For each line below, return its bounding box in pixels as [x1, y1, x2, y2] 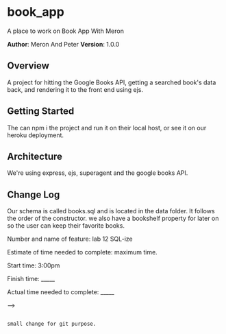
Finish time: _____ [7, 275, 55, 283]
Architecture [7, 150, 63, 162]
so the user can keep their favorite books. [7, 222, 125, 230]
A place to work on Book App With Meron [7, 27, 125, 35]
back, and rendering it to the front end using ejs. [7, 85, 144, 93]
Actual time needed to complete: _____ [7, 288, 114, 296]
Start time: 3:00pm [7, 261, 60, 270]
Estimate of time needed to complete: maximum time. [7, 248, 158, 257]
